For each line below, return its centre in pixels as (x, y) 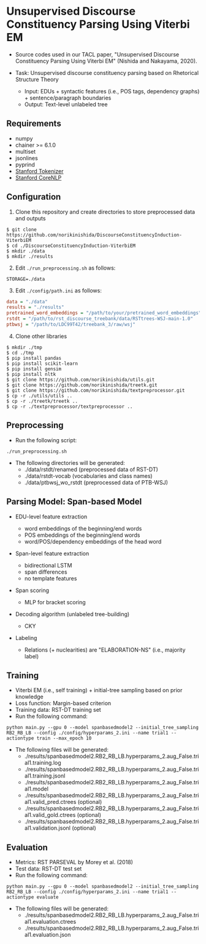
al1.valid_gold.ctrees (50, 815)
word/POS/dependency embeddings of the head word (93, 541)
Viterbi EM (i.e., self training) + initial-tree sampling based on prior (99, 690)
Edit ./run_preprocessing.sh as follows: (65, 268)
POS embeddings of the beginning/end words (82, 535)
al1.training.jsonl (45, 776)
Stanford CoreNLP (38, 177)
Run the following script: (46, 440)
